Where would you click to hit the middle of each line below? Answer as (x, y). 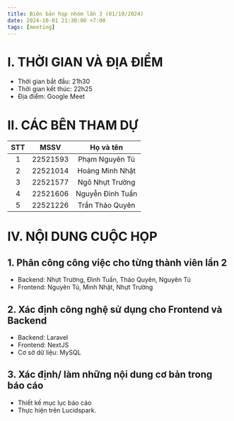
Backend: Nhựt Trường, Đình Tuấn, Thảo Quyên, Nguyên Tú (104, 280)
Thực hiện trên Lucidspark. (57, 410)
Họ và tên (107, 148)
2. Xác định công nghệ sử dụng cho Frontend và (115, 309)
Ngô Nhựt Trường (106, 182)
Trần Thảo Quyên (106, 206)
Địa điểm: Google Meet (51, 97)
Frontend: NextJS (43, 345)
